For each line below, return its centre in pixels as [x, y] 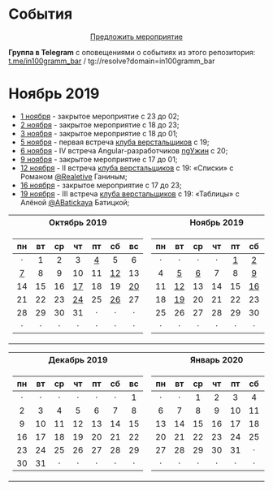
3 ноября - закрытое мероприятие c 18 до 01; [99, 133]
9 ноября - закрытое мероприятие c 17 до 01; [99, 159]
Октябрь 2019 [78, 222]
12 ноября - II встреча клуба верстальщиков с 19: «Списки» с [127, 168]
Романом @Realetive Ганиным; [74, 176]
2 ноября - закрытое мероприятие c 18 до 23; [100, 125]
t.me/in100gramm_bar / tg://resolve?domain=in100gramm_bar [112, 61]
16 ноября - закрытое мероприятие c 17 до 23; [101, 185]
